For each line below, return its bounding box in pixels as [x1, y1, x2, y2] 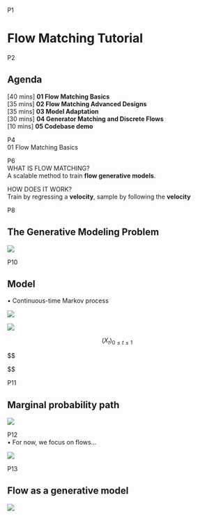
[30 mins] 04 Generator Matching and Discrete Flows [7, 115, 164, 123]
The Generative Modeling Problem [7, 226, 159, 238]
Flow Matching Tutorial [7, 31, 143, 46]
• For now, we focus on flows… [7, 438, 97, 446]
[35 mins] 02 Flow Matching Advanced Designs [7, 99, 147, 108]
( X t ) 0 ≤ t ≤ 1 [101, 336, 133, 347]
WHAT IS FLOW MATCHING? [7, 164, 90, 172]
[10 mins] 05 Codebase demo [7, 122, 93, 130]
